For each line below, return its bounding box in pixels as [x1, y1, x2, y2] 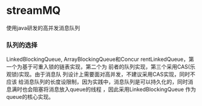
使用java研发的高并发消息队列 [6, 24, 80, 31]
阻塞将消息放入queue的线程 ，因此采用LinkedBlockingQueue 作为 [32, 86, 197, 93]
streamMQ [6, 4, 61, 17]
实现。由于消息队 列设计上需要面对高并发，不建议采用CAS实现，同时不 [19, 70, 195, 78]
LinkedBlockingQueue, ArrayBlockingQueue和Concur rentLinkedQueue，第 [6, 55, 195, 63]
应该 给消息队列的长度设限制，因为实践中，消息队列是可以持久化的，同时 [6, 78, 188, 86]
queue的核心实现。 [6, 93, 54, 101]
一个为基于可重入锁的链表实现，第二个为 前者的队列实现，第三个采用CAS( [6, 63, 191, 70]
